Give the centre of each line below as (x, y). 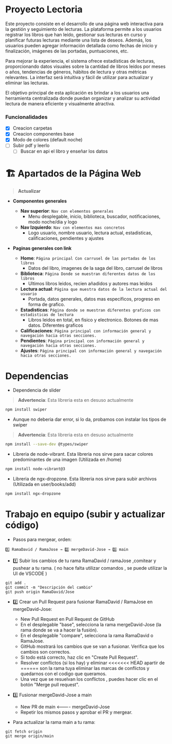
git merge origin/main (30, 736)
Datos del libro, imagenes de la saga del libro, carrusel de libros (95, 268)
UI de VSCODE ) (30, 573)
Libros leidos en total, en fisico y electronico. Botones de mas (93, 320)
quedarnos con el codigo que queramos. (63, 674)
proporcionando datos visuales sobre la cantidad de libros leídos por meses (85, 66)
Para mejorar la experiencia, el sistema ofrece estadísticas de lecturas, (80, 61)
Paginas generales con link (42, 248)
